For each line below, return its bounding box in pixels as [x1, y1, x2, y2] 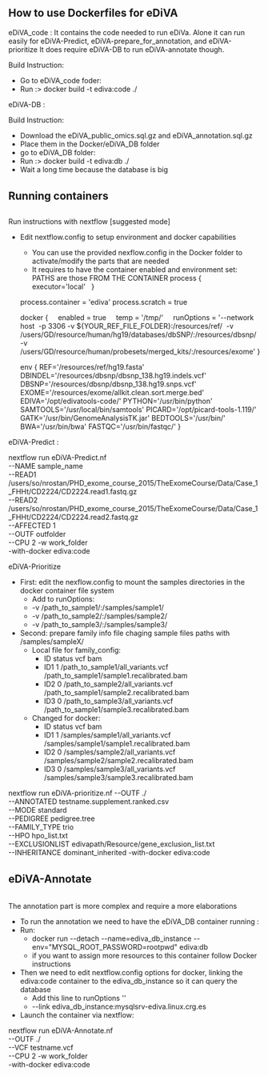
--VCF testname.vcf [8, 1043, 74, 1053]
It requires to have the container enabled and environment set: [31, 264, 238, 274]
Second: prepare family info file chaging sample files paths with [19, 628, 230, 638]
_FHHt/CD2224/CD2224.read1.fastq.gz [8, 486, 138, 496]
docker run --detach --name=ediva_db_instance [31, 934, 192, 943]
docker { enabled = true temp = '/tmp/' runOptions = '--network [19, 312, 254, 322]
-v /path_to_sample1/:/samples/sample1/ [31, 602, 164, 612]
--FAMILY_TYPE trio [8, 822, 74, 831]
